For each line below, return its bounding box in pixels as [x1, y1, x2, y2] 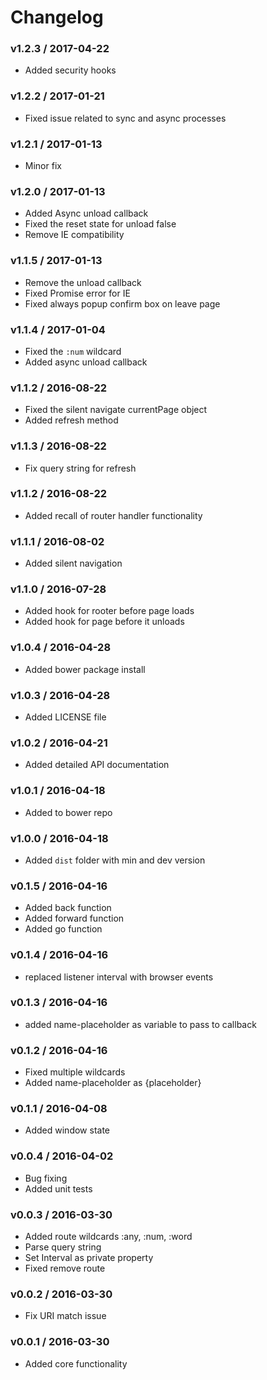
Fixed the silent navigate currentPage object [24, 404, 208, 416]
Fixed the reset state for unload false [24, 218, 177, 230]
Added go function [24, 923, 103, 935]
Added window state [24, 1124, 111, 1136]
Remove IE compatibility [24, 229, 125, 241]
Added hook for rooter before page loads [24, 605, 195, 617]
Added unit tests [24, 1182, 93, 1195]
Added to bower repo [24, 806, 113, 818]
